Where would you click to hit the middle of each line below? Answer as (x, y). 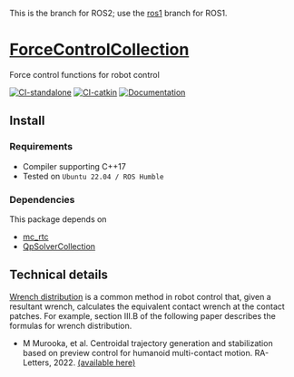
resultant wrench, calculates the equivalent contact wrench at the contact (147, 306)
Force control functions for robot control (85, 74)
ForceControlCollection (99, 50)
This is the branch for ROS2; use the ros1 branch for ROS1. (118, 13)
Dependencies (42, 199)
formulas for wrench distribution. (71, 325)
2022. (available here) (94, 362)
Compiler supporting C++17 (74, 166)
